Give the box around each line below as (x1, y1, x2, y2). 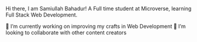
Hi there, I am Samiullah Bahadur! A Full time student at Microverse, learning (5, 5, 192, 12)
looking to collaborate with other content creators (5, 29, 127, 36)
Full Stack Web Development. (5, 11, 78, 18)
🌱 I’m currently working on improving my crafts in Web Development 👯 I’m (5, 23, 186, 30)
